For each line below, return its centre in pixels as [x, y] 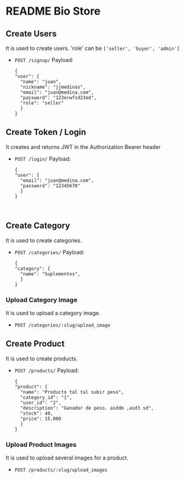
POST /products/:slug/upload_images [61, 470]
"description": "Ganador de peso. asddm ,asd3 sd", [87, 408]
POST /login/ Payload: [43, 159]
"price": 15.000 [41, 419]
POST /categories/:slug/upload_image [62, 325]
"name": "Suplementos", [50, 274]
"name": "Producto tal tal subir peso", [72, 392]
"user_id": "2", [41, 402]
